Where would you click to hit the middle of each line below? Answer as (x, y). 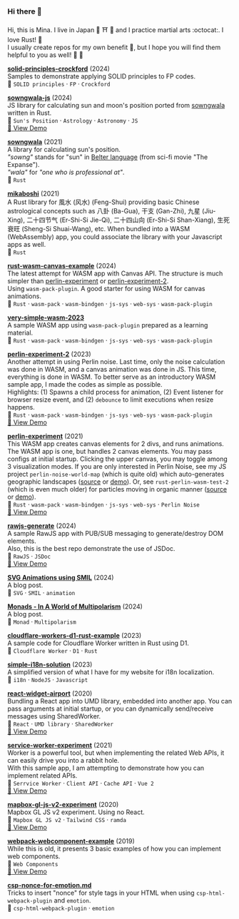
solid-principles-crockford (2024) (59, 69)
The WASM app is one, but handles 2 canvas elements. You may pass (110, 452)
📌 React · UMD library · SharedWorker (61, 724)
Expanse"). (24, 165)
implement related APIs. (42, 776)
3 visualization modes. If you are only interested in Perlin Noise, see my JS (117, 467)
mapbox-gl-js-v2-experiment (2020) (63, 805)
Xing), (16, 220)
